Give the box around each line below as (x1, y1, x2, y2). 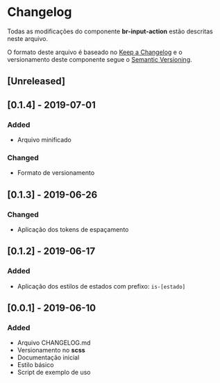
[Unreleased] (7, 76, 66, 87)
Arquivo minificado (17, 136, 71, 144)
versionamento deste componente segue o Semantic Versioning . (7, 55, 192, 63)
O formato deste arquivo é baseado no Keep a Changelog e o (7, 48, 183, 56)
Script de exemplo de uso (17, 368, 91, 377)
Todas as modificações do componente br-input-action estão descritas (7, 27, 213, 35)
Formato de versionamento (17, 169, 95, 177)
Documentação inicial (17, 353, 80, 361)
